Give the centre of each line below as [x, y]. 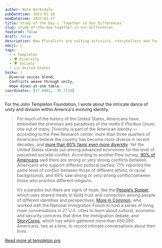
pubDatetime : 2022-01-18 [30, 14]
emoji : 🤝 [14, 46]
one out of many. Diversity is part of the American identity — [77, 129]
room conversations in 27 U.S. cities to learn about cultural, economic [86, 211]
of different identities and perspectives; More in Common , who [79, 200]
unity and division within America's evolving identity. [57, 109]
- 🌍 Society [22, 63]
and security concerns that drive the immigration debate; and [78, 216]
